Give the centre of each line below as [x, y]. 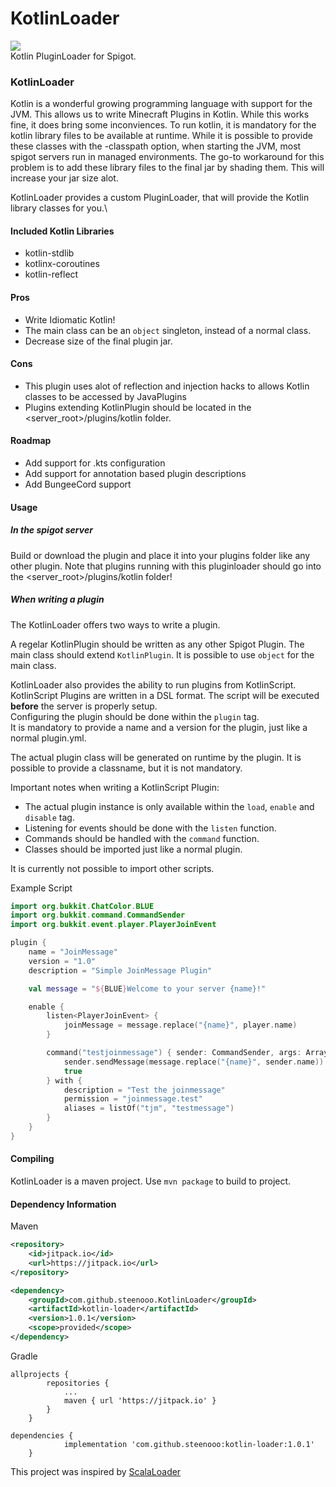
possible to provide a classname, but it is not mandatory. [126, 768]
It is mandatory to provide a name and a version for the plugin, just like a [159, 727]
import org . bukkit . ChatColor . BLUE [82, 906]
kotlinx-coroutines [62, 264]
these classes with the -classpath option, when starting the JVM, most [156, 146]
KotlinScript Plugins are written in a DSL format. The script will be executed [165, 695]
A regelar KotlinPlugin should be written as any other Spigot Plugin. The [157, 644]
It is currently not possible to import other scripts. [112, 868]
